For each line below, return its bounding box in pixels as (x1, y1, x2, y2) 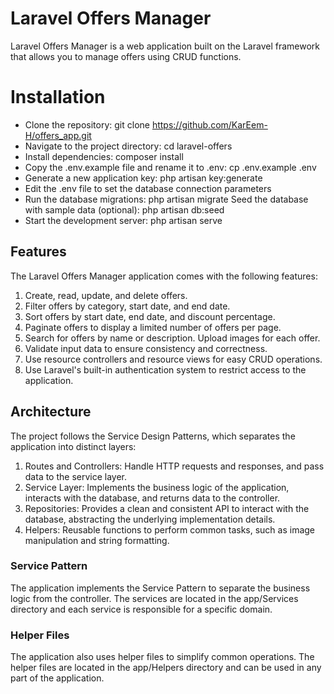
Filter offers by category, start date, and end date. (24, 300, 231, 312)
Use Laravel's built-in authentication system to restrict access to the (24, 363, 307, 376)
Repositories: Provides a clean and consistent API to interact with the (24, 502, 310, 514)
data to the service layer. (24, 470, 128, 482)
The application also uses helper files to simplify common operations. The (10, 651, 315, 663)
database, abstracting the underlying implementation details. (24, 513, 276, 525)
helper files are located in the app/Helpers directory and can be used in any (10, 662, 322, 674)
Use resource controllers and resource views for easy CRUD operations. (24, 353, 323, 365)
